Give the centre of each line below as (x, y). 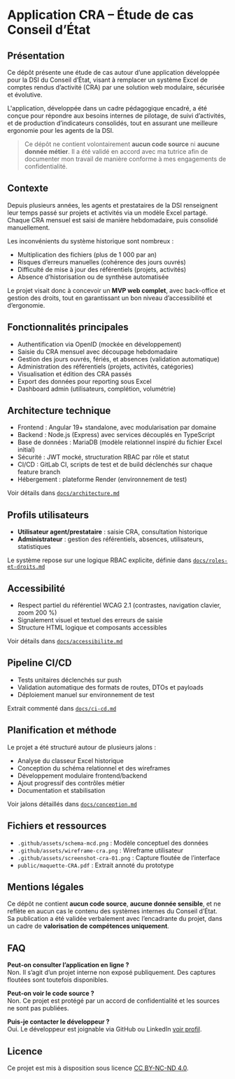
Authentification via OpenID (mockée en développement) (99, 344)
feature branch (39, 472)
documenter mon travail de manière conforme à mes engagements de (125, 159)
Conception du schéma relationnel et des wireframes (94, 768)
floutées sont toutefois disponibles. (58, 980)
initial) (26, 450)
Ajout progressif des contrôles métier (71, 783)
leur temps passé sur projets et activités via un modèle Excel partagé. (108, 213)
